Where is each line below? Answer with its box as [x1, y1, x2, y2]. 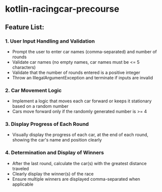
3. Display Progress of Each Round [5, 121, 89, 128]
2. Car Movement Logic [5, 87, 62, 94]
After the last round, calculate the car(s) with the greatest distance [12, 160, 147, 166]
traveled [12, 166, 29, 171]
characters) [12, 64, 36, 70]
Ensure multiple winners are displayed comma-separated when [12, 176, 140, 182]
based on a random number [12, 103, 69, 109]
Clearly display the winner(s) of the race [12, 170, 94, 177]
